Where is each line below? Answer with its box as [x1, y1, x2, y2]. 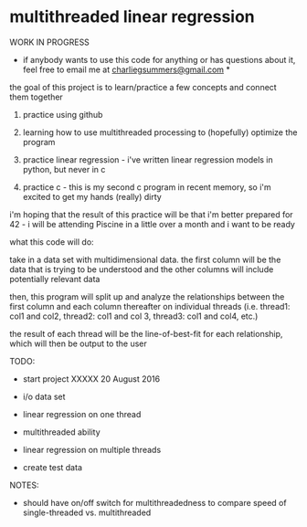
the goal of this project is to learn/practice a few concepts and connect [9, 81, 277, 92]
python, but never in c [22, 163, 106, 174]
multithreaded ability [22, 427, 101, 437]
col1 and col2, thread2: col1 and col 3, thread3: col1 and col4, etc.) [9, 311, 259, 321]
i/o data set [22, 391, 66, 402]
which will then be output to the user [9, 338, 148, 349]
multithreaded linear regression [9, 6, 256, 27]
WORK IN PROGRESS [9, 37, 90, 47]
